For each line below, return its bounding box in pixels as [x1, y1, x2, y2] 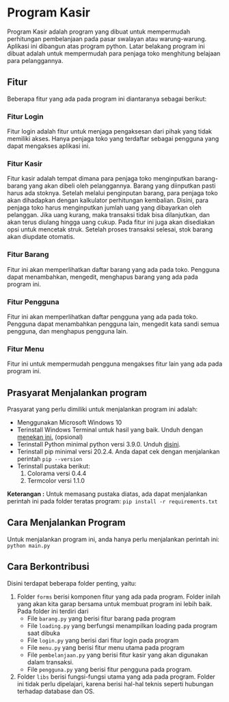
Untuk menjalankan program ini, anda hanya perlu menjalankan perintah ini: [7, 535, 220, 543]
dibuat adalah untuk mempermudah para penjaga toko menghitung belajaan [7, 49, 221, 58]
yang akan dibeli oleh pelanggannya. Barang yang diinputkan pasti [28, 181, 216, 190]
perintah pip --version [16, 455, 83, 463]
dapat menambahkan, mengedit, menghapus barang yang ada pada [7, 273, 198, 281]
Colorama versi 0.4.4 [27, 469, 87, 477]
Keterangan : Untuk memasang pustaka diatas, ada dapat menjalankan [7, 490, 207, 498]
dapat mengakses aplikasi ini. [7, 142, 90, 150]
